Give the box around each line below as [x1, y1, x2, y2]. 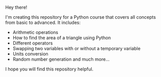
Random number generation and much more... [12, 56, 110, 62]
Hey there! [5, 5, 28, 10]
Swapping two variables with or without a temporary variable [12, 46, 141, 51]
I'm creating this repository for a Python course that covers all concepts [5, 14, 156, 20]
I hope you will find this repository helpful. [5, 66, 94, 72]
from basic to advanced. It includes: [5, 20, 81, 25]
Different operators [12, 40, 53, 46]
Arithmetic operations [12, 29, 59, 35]
